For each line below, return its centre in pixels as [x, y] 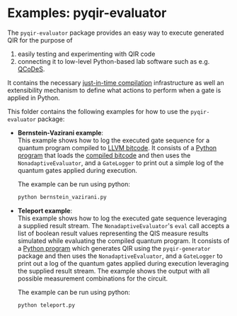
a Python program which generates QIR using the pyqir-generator [114, 248]
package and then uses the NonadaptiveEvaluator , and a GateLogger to [120, 256]
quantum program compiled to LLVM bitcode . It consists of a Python [117, 147]
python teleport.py [46, 305]
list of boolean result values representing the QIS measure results [113, 233]
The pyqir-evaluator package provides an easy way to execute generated [116, 33]
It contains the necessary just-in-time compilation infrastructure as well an [116, 82]
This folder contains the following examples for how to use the [98, 111]
